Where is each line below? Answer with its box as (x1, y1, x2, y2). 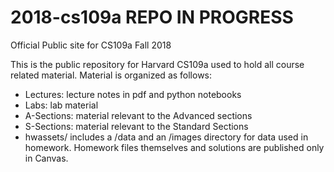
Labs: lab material (24, 99, 99, 111)
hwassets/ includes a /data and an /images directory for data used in (24, 131, 309, 143)
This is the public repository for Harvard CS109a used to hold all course (10, 58, 305, 70)
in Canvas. (24, 152, 69, 164)
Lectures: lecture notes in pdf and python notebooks (24, 88, 242, 100)
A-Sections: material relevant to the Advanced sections (24, 109, 253, 121)
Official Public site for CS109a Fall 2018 (10, 39, 172, 51)
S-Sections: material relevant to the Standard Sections (24, 120, 249, 132)
